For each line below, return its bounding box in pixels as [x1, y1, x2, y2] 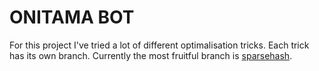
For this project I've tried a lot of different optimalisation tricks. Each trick [9, 39, 310, 51]
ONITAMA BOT [9, 6, 135, 29]
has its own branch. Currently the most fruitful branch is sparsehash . [9, 49, 293, 61]
